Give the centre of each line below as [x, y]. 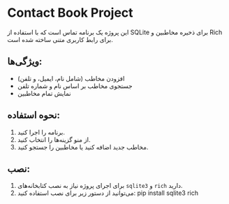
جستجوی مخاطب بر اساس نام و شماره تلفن [75, 86]
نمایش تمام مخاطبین [44, 93]
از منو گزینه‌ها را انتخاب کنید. [54, 139]
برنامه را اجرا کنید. [41, 132]
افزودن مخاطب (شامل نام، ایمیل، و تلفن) [71, 78]
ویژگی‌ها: [25, 62]
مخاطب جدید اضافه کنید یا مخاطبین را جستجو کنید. [83, 147]
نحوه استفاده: [34, 116]
